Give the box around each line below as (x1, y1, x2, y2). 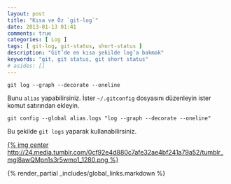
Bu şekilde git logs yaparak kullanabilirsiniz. (7, 127, 137, 135)
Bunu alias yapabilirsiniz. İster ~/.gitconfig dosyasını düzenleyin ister (7, 94, 211, 102)
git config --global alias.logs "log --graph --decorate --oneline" (7, 115, 211, 122)
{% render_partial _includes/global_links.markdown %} (7, 169, 166, 177)
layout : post (7, 10, 45, 17)
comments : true (7, 29, 52, 37)
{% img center (7, 141, 49, 149)
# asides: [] (7, 62, 45, 69)
